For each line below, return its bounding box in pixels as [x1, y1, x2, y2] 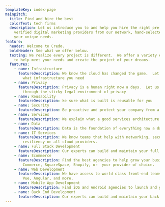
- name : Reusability [14, 94, 56, 99]
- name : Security [14, 103, 50, 108]
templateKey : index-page [5, 7, 56, 12]
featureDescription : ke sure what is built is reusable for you [18, 99, 153, 103]
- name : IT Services [14, 130, 56, 135]
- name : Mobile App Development [14, 181, 80, 185]
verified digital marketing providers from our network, [14, 30, 133, 35]
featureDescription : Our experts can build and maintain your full [18, 149, 160, 154]
